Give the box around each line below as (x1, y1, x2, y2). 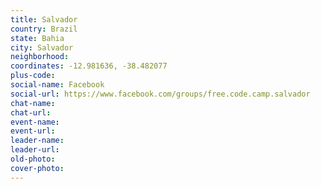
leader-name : (10, 136, 65, 146)
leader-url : (10, 145, 60, 155)
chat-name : (10, 98, 56, 108)
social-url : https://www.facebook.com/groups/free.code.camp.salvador (10, 89, 311, 99)
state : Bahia (10, 33, 65, 43)
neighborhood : (10, 52, 70, 62)
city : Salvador (10, 42, 74, 53)
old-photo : (10, 154, 56, 164)
